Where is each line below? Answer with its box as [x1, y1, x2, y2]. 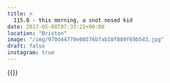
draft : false [7, 43, 45, 50]
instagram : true [7, 50, 55, 56]
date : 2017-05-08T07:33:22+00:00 [7, 23, 105, 30]
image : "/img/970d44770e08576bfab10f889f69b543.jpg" [7, 36, 164, 43]
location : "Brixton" [7, 29, 68, 37]
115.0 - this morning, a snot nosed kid [13, 17, 133, 24]
